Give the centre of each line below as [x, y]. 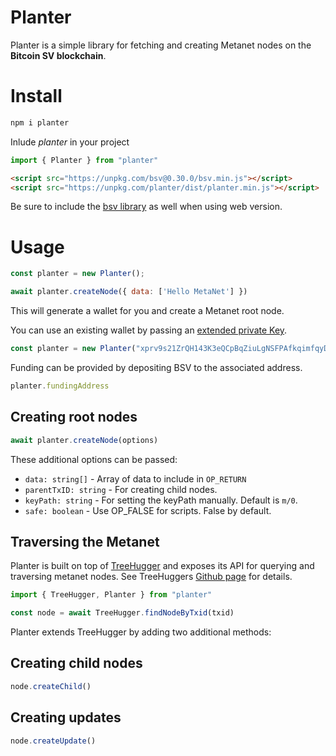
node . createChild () [51, 686]
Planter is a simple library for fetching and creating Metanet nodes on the [161, 45]
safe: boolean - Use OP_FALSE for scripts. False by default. [148, 510]
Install [36, 96]
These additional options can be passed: [94, 459]
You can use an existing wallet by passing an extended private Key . [149, 330]
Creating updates [66, 717]
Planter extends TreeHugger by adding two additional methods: [141, 632]
